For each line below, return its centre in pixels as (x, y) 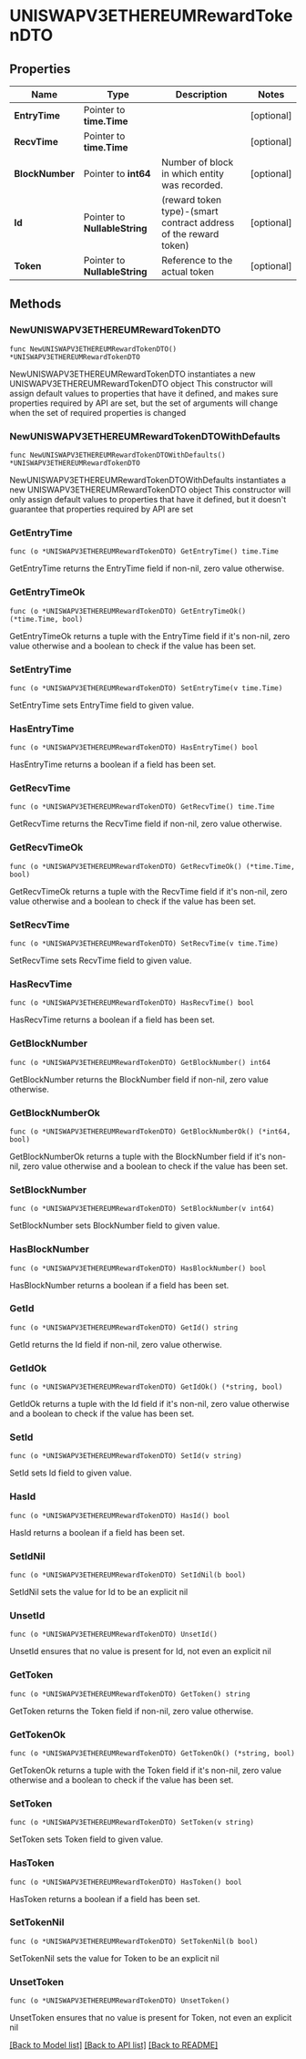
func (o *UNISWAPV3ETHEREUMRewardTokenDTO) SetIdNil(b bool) (128, 1575)
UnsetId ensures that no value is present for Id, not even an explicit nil (140, 1651)
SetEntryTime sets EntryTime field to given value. (102, 705)
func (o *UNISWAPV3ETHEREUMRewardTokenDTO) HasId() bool (120, 1516)
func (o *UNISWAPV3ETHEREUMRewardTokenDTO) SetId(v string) (126, 1456)
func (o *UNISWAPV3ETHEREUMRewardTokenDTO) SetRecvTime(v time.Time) (144, 944)
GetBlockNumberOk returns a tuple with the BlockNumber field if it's (138, 1156)
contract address (198, 222)
